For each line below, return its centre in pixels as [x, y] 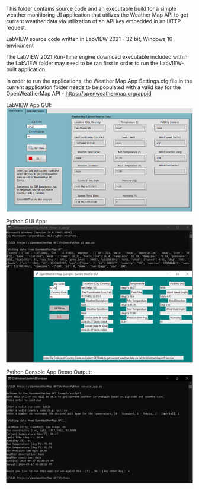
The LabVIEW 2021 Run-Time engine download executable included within [97, 57]
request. [16, 27]
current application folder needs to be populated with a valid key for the [94, 87]
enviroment [20, 45]
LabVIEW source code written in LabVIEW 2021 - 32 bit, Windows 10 [89, 39]
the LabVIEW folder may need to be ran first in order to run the [82, 63]
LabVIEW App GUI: [29, 105]
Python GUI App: [27, 221]
